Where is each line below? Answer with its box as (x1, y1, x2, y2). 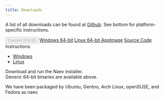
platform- (136, 21, 156, 27)
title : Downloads (5, 7, 42, 13)
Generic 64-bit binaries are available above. (5, 74, 98, 80)
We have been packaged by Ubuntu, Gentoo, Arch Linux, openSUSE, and (5, 83, 159, 89)
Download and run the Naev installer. (5, 68, 83, 74)
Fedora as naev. (5, 89, 39, 95)
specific (5, 26, 22, 33)
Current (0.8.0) (8, 38, 36, 43)
